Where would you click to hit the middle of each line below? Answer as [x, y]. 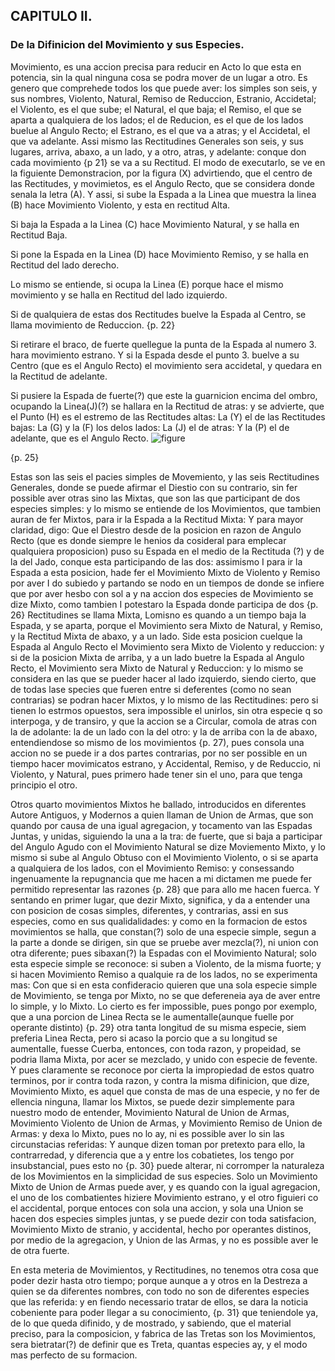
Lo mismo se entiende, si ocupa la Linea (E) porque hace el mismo [147, 284]
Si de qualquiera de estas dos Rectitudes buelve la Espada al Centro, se [158, 314]
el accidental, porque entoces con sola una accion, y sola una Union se [157, 1208]
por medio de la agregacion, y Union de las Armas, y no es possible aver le [164, 1240]
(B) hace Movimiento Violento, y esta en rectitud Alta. [120, 205]
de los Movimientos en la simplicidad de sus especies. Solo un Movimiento [164, 1176]
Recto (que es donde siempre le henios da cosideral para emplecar [148, 540]
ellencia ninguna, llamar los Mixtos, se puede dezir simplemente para [152, 1101]
